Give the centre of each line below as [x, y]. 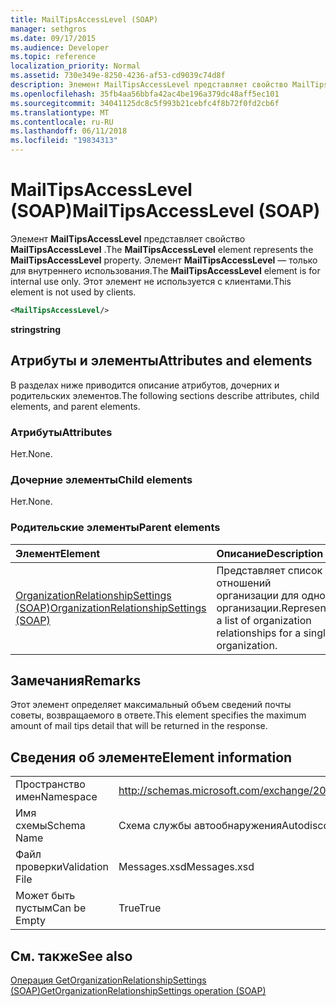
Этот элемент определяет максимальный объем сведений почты [151, 705]
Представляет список [269, 570]
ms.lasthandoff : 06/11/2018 [69, 131]
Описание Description [270, 553]
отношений [244, 583]
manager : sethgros [48, 29]
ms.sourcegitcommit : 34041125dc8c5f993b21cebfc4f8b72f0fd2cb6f [145, 103]
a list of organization [264, 620]
